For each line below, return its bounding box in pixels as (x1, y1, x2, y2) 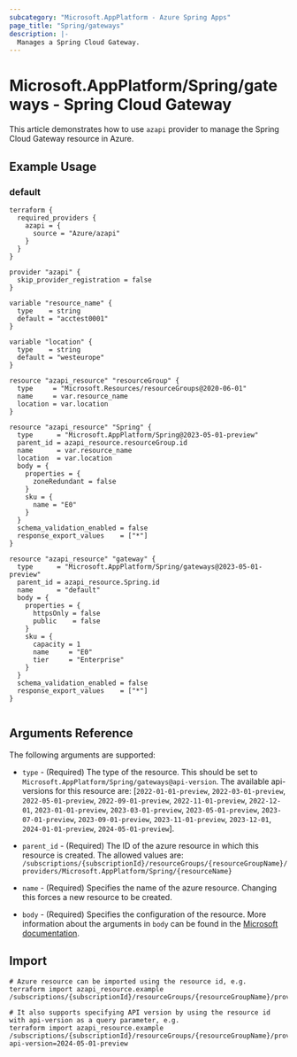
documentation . (21, 928, 80, 938)
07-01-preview (21, 815, 74, 824)
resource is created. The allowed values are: (21, 850, 184, 860)
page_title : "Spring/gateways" (9, 21, 125, 30)
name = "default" (17, 586, 101, 595)
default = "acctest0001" (17, 314, 109, 323)
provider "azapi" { (9, 268, 81, 276)
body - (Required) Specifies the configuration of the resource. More (21, 909, 267, 920)
